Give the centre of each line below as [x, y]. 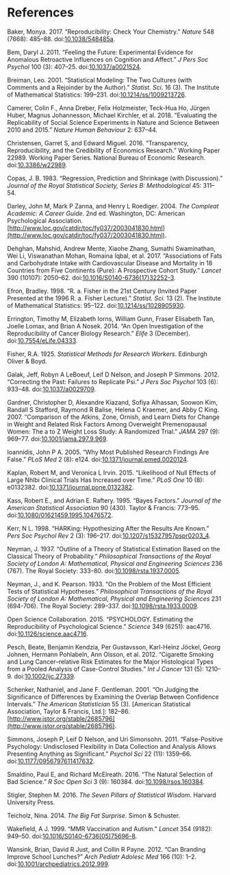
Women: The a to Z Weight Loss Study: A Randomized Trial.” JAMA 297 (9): [114, 431]
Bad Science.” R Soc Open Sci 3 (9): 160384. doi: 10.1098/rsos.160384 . [106, 781]
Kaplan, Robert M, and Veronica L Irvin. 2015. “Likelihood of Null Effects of [112, 472]
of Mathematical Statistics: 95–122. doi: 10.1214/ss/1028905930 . [96, 305]
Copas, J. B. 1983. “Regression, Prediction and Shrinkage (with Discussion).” [115, 178]
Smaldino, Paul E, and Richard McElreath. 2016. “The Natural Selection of [110, 774]
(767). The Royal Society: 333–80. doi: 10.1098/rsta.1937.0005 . [94, 571]
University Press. [31, 802]
